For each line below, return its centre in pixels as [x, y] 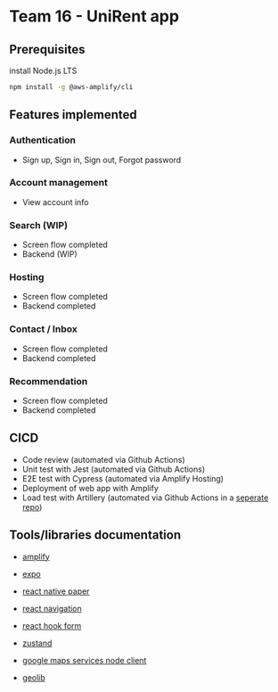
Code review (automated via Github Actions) [103, 459]
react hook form [52, 625]
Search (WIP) [39, 225]
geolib [34, 677]
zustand [37, 643]
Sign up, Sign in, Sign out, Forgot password [102, 160]
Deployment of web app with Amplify [90, 488]
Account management [59, 183]
